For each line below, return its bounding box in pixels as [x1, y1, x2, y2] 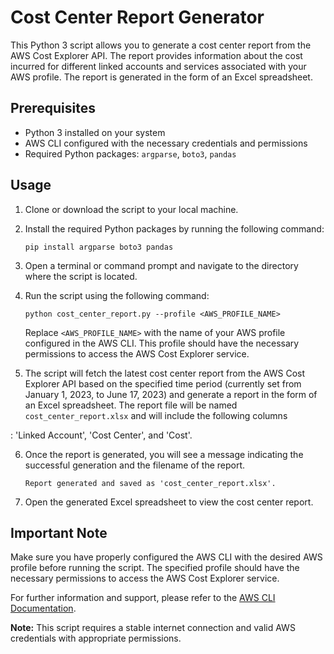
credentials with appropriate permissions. [10, 632, 182, 645]
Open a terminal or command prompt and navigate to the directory [24, 259, 299, 271]
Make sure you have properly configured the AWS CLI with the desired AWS [10, 551, 323, 563]
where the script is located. [24, 270, 138, 282]
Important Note [10, 524, 108, 541]
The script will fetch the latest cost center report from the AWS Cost [24, 367, 306, 379]
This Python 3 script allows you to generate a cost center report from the [10, 39, 312, 51]
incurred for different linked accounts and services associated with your [10, 60, 307, 72]
